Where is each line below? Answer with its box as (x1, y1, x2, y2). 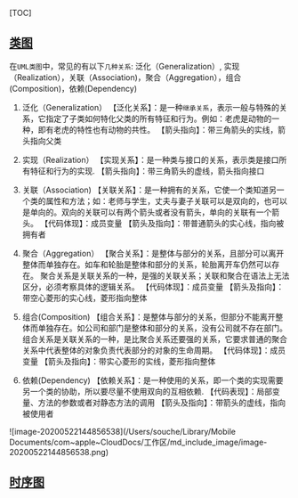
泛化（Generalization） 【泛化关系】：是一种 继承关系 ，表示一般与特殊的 (21, 102, 280, 112)
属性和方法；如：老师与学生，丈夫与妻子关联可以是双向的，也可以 (45, 195, 287, 206)
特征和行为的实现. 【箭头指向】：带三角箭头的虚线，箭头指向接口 (29, 165, 265, 176)
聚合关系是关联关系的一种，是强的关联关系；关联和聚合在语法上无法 (39, 270, 290, 281)
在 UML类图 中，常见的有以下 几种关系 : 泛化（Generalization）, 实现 (9, 61, 240, 71)
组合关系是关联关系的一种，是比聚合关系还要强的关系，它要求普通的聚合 (21, 333, 287, 344)
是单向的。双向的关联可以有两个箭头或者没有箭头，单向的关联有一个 (21, 207, 272, 217)
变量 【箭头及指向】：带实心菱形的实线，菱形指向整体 (21, 355, 216, 366)
